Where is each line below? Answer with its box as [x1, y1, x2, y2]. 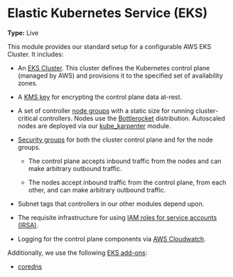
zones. [17, 78, 38, 87]
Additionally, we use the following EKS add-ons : [7, 248, 148, 257]
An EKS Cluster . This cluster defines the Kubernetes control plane [17, 63, 210, 72]
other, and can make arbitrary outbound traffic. [28, 185, 166, 194]
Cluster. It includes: [7, 50, 64, 58]
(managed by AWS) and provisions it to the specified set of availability [17, 71, 224, 80]
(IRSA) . [17, 221, 39, 229]
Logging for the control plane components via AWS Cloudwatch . [17, 234, 206, 243]
